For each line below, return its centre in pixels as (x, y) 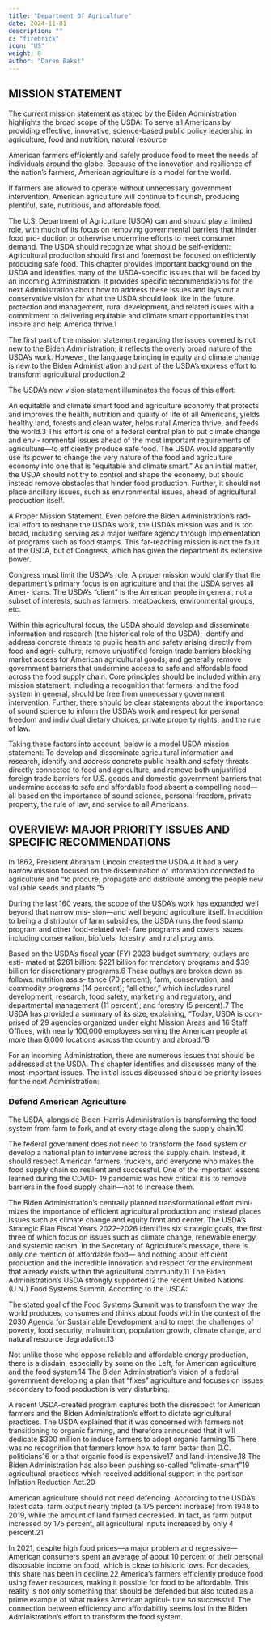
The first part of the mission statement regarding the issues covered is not (132, 339)
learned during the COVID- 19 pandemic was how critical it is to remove (127, 1178)
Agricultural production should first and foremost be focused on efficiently (132, 255)
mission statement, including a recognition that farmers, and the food (123, 685)
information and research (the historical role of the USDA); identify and (126, 634)
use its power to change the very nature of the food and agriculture (121, 457)
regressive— (216, 1547)
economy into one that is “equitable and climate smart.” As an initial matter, (133, 466)
